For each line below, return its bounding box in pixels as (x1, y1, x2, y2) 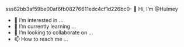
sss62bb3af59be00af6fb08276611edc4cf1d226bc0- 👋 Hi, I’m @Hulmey (5, 6, 179, 12)
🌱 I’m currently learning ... (13, 23, 77, 30)
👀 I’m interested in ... (13, 17, 64, 23)
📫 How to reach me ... (13, 35, 68, 42)
